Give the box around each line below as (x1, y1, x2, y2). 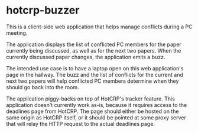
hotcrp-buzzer (6, 4, 80, 17)
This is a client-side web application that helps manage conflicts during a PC (6, 23, 193, 30)
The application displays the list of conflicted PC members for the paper (6, 41, 181, 48)
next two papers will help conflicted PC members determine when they (6, 77, 179, 85)
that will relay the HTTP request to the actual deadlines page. (6, 120, 155, 127)
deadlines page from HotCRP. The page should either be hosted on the (6, 108, 179, 115)
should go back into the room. (6, 83, 79, 90)
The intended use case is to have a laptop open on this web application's (6, 64, 184, 72)
